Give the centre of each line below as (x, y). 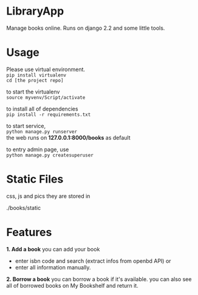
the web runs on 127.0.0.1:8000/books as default (68, 137)
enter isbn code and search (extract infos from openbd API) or (93, 261)
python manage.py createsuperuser (50, 155)
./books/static (24, 208)
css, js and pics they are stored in (48, 196)
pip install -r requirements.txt (49, 114)
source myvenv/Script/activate (46, 97)
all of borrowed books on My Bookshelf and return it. (72, 285)
